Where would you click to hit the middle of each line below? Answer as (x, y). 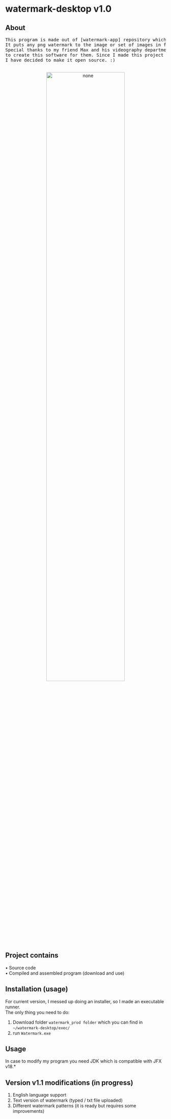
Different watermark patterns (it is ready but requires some (74, 1106)
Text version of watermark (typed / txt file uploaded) (68, 1100)
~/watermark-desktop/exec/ (41, 1028)
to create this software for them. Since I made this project (84, 55)
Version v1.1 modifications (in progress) (69, 1083)
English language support (39, 1095)
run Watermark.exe (32, 1033)
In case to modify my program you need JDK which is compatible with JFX (83, 1061)
